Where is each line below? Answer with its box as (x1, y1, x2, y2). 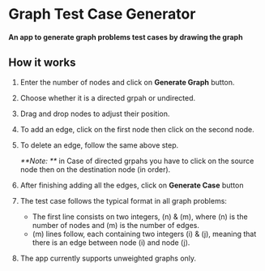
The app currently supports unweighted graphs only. (19, 253, 197, 263)
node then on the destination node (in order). (19, 164, 171, 174)
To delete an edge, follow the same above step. (19, 140, 179, 150)
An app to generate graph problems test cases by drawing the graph (8, 32, 243, 41)
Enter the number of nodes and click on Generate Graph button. (19, 77, 235, 87)
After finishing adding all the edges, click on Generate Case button (19, 180, 244, 190)
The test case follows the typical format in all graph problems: (19, 196, 227, 205)
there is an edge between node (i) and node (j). (32, 237, 190, 247)
